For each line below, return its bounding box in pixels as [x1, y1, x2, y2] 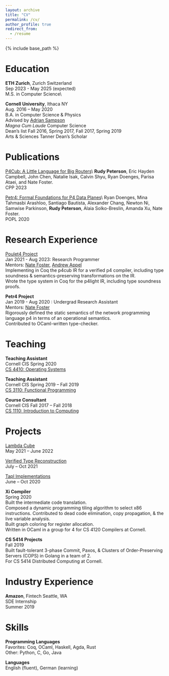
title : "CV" [5, 12, 31, 17]
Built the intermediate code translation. [5, 499, 87, 505]
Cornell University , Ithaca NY [5, 101, 68, 107]
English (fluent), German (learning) [5, 665, 78, 671]
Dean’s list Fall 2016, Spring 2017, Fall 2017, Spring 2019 [5, 128, 122, 134]
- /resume [10, 31, 31, 36]
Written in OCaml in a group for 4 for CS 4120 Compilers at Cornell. [5, 526, 147, 532]
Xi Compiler [5, 488, 31, 495]
